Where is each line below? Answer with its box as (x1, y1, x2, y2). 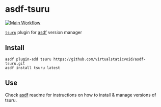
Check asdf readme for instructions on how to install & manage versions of (5, 92, 156, 98)
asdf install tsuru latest (5, 65, 60, 70)
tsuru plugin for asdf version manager (5, 29, 82, 35)
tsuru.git (5, 61, 26, 66)
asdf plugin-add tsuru (5, 57, 52, 62)
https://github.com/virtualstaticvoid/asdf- (53, 57, 146, 62)
